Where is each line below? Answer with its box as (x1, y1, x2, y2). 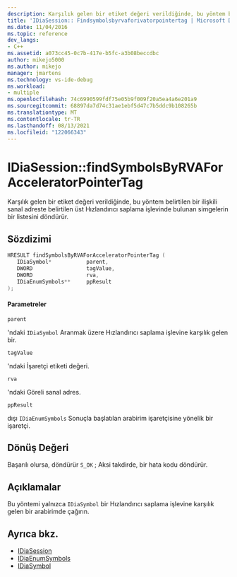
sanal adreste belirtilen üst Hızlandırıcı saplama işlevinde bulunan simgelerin (7, 205, 229, 214)
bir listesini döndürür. (7, 213, 69, 221)
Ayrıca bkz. (7, 528, 59, 540)
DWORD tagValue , (16, 264, 115, 272)
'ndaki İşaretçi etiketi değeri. (7, 361, 90, 370)
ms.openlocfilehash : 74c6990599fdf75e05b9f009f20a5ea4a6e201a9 (7, 96, 197, 103)
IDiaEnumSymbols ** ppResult (16, 278, 112, 285)
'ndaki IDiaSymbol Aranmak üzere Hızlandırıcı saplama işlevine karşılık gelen (7, 328, 228, 337)
